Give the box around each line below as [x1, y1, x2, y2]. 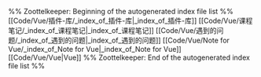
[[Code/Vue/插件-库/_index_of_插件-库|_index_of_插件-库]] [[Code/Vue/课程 [8, 16, 253, 25]
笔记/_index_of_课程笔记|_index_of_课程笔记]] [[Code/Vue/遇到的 [8, 26, 218, 35]
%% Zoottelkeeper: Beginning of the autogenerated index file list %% [8, 7, 234, 16]
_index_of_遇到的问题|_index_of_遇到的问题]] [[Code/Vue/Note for [17, 35, 230, 45]
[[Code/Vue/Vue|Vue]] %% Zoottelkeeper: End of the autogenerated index [8, 53, 250, 62]
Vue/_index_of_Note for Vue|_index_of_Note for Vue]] [8, 45, 182, 53]
